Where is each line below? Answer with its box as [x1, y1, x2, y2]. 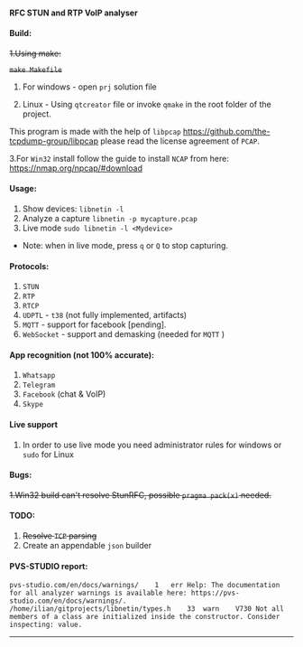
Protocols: [9, 260, 50, 271]
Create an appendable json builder [22, 540, 151, 551]
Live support [9, 419, 59, 429]
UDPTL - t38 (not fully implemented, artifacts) [22, 310, 188, 321]
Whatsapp [22, 371, 56, 380]
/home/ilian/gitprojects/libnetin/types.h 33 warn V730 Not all [9, 605, 284, 614]
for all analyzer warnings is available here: [9, 588, 188, 598]
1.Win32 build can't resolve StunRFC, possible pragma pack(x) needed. [9, 489, 272, 501]
